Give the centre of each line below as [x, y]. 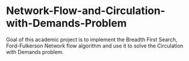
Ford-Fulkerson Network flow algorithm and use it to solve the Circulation [95, 46]
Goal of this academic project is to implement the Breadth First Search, [92, 39]
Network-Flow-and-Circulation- [86, 11]
